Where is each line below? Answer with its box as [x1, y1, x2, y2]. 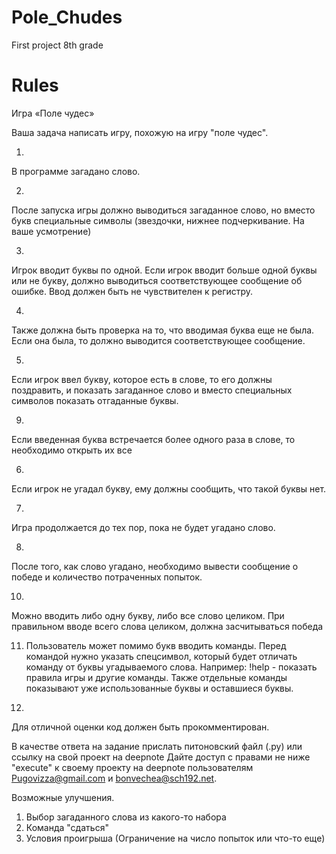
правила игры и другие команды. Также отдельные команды [25, 671, 288, 683]
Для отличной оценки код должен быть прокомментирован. [11, 721, 270, 733]
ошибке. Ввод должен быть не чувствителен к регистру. [11, 285, 254, 297]
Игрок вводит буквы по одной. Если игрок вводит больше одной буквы [11, 264, 318, 276]
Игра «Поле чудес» [11, 107, 95, 119]
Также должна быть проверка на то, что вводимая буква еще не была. [11, 324, 315, 336]
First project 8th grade [11, 39, 104, 51]
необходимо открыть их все [11, 444, 133, 456]
